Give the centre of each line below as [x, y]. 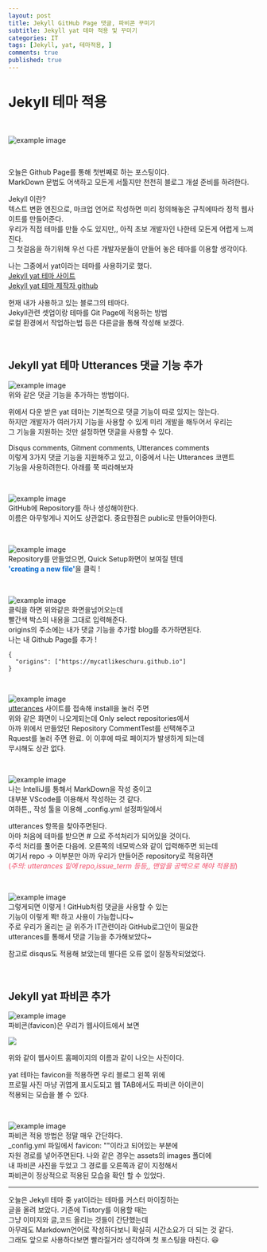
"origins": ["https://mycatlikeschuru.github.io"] [101, 661]
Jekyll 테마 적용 [58, 102]
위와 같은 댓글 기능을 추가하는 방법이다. [69, 395]
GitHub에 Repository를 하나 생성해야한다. [74, 508]
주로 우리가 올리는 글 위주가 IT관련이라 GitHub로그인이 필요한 [103, 927]
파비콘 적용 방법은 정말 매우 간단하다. [66, 1136]
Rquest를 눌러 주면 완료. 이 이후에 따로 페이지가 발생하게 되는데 [106, 738]
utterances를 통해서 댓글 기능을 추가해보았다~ [80, 936]
